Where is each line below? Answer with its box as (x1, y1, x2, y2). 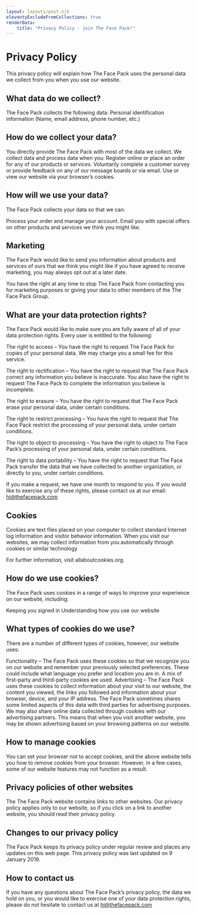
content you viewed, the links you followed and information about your (6, 689, 177, 696)
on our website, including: (6, 595, 69, 602)
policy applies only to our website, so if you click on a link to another (6, 804, 172, 811)
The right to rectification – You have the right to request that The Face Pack (6, 367, 189, 375)
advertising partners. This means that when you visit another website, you (6, 713, 186, 720)
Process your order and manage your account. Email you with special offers (6, 217, 190, 224)
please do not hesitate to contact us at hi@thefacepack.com (6, 901, 152, 908)
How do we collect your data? (6, 132, 117, 142)
